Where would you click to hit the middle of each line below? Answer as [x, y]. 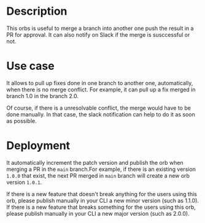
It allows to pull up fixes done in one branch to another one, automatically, [100, 83]
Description [37, 11]
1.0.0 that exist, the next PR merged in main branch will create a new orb [98, 175]
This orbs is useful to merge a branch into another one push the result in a [100, 28]
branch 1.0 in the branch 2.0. [42, 96]
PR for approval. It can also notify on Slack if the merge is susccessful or [98, 34]
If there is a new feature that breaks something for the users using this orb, [101, 207]
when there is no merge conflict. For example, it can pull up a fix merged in [101, 89]
